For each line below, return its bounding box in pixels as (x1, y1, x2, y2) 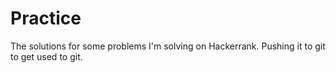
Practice (10, 7, 82, 30)
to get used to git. (10, 50, 83, 62)
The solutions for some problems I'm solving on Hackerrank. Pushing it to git (10, 40, 326, 52)
